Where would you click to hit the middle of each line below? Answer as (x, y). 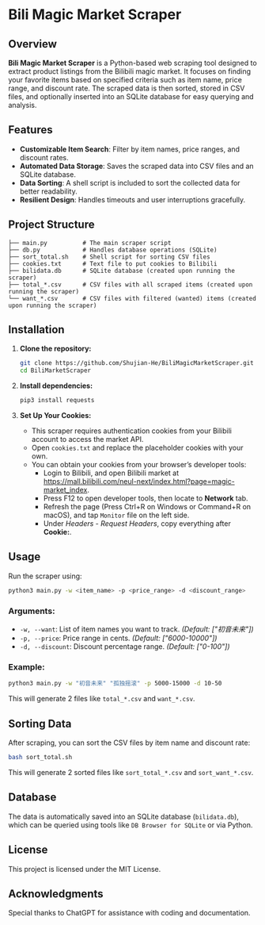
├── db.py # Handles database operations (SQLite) (113, 250)
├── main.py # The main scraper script (90, 243)
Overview (33, 44)
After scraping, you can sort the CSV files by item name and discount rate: (129, 743)
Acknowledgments (56, 894)
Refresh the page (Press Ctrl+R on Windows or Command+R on (147, 507)
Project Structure (51, 225)
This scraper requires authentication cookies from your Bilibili (131, 431)
